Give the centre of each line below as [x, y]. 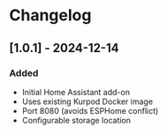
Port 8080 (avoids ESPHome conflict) [90, 110]
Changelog [50, 15]
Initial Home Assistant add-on [76, 92]
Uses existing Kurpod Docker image [87, 101]
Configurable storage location [76, 120]
